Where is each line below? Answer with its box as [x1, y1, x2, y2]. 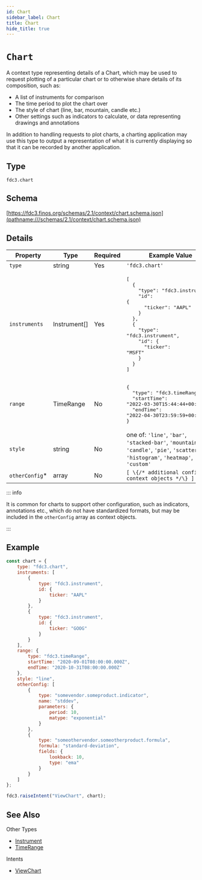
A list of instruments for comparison [14, 94, 104, 101]
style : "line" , [17, 675, 55, 682]
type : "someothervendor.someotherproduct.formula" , [38, 737, 171, 743]
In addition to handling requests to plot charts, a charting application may [6, 131, 188, 138]
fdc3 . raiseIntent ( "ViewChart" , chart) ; [6, 793, 106, 799]
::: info [6, 489, 22, 496]
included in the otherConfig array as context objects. [6, 513, 137, 521]
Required [94, 251, 121, 259]
